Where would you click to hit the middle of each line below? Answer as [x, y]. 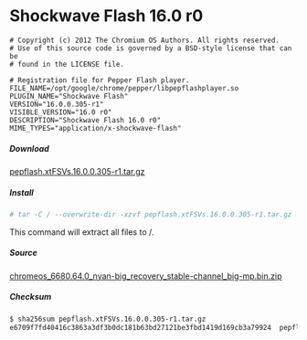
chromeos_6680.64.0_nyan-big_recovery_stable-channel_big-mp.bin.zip [146, 276]
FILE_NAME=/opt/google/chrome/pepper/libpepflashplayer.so [124, 88]
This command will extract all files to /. [82, 232]
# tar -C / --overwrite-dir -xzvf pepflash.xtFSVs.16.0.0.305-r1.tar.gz [151, 214]
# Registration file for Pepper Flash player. [100, 80]
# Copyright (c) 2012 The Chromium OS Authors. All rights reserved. [145, 40]
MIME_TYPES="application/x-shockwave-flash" [95, 128]
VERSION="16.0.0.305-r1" [57, 104]
